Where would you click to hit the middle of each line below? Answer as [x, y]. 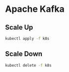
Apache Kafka [35, 9]
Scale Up [19, 27]
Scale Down [24, 54]
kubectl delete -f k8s [28, 65]
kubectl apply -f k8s [27, 38]
